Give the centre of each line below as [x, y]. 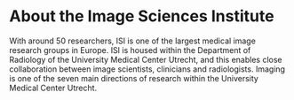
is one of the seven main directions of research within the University [134, 78]
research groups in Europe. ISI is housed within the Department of [130, 50]
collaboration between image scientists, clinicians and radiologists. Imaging [147, 69]
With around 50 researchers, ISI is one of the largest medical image [132, 41]
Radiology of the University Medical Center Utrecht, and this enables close [146, 59]
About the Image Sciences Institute [142, 16]
